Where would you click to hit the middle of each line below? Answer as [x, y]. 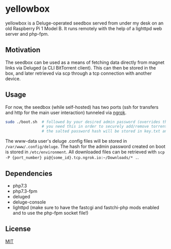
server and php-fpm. [27, 34]
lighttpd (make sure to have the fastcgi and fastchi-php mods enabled [86, 207]
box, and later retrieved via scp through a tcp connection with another [78, 73]
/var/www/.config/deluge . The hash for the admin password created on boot [85, 147]
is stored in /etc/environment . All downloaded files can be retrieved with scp [85, 152]
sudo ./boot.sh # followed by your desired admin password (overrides [83, 122]
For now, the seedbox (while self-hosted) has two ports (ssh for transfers [82, 107]
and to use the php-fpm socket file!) [50, 213]
